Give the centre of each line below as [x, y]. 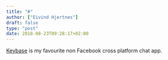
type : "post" [22, 28]
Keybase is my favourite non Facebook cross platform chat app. [84, 50]
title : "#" [20, 12]
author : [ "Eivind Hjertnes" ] [42, 17]
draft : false [22, 23]
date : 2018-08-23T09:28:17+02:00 [47, 34]
